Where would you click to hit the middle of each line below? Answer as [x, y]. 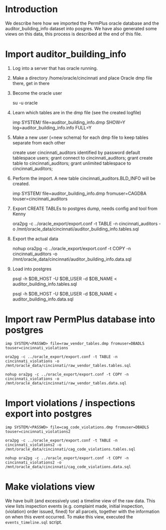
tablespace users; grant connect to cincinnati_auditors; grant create [82, 158]
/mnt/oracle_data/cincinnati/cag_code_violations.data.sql [68, 467]
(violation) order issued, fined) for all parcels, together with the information [82, 511]
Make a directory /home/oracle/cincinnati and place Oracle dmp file [82, 78]
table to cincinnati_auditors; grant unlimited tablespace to [72, 163]
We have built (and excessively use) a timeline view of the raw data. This [80, 501]
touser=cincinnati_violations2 [38, 431]
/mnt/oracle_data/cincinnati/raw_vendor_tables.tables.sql [68, 365]
